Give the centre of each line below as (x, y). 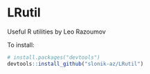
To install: (21, 45)
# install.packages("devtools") (54, 57)
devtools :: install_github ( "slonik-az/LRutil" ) (75, 64)
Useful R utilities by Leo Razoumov (56, 32)
